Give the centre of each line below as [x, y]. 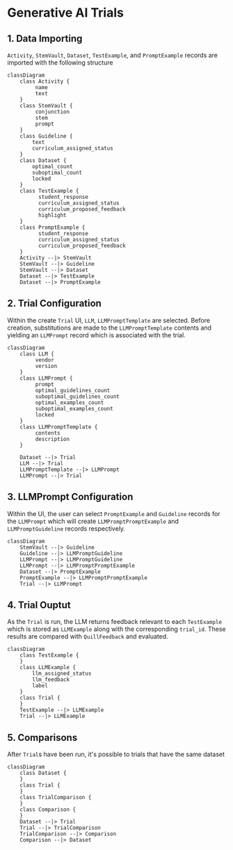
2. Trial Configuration [55, 304]
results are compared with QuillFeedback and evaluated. [88, 636]
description [53, 439]
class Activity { [45, 81]
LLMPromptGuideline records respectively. [66, 528]
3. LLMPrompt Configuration [70, 497]
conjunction [53, 112]
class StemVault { [46, 106]
